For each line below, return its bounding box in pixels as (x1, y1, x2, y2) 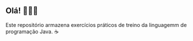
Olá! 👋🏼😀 (5, 6, 38, 16)
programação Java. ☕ (5, 28, 59, 35)
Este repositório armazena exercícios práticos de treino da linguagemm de (5, 21, 187, 28)
